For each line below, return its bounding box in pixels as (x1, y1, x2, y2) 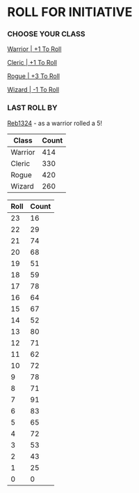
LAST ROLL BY (7, 103, 58, 112)
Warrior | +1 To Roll (7, 45, 62, 53)
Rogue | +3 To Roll (7, 72, 60, 80)
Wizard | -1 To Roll (7, 85, 60, 94)
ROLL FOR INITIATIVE (7, 4, 133, 20)
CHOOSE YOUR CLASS (7, 29, 85, 39)
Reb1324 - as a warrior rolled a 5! (7, 119, 103, 127)
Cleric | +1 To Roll (7, 59, 58, 67)
